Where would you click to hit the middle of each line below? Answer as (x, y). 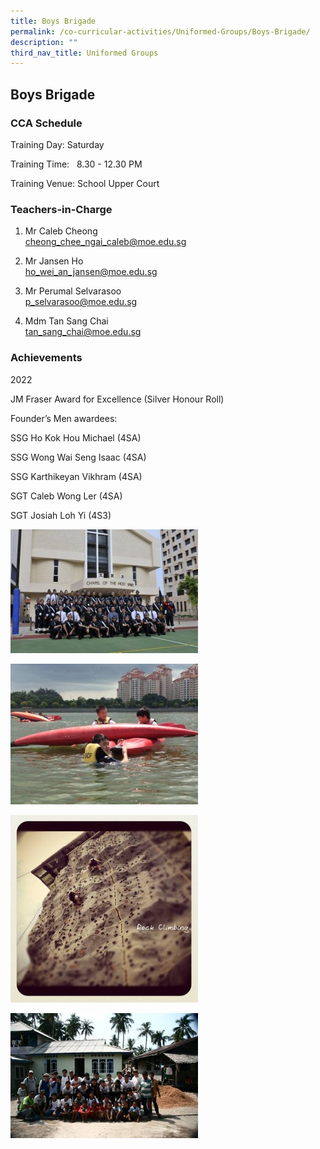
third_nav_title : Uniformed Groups (84, 53)
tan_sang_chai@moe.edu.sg (83, 332)
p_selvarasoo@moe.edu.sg (81, 302)
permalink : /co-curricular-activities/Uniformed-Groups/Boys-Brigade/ (160, 31)
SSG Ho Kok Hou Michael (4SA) (76, 437)
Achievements (46, 358)
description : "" (44, 42)
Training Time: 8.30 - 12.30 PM (76, 164)
